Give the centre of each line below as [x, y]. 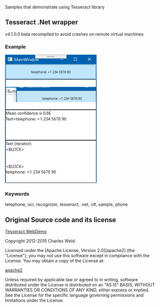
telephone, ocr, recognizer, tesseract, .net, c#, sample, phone [66, 205]
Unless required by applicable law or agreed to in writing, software [72, 280]
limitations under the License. [34, 300]
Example [16, 47]
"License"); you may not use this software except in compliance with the [77, 256]
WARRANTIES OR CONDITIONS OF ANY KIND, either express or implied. [77, 290]
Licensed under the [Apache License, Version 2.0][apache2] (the [70, 250]
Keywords [17, 194]
